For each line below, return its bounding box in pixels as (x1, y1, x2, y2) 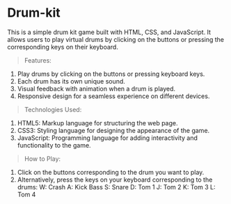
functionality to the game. (17, 141, 92, 149)
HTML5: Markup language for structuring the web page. (17, 118, 179, 127)
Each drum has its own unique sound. (17, 77, 125, 85)
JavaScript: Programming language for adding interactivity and (17, 134, 198, 142)
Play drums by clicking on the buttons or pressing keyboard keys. (17, 70, 205, 78)
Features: (24, 56, 52, 64)
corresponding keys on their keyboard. (7, 42, 118, 51)
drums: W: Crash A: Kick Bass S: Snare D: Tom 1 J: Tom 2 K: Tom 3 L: (17, 182, 216, 191)
